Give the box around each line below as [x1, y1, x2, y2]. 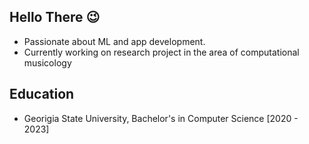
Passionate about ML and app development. [23, 35, 206, 47]
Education [9, 86, 75, 103]
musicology [23, 56, 72, 69]
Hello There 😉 [9, 9, 101, 26]
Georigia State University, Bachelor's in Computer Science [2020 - [23, 112, 299, 124]
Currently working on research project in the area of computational [23, 46, 300, 58]
